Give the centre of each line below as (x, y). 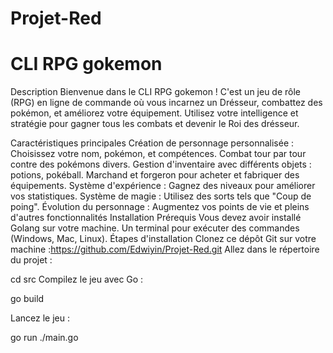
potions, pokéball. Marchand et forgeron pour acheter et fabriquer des (155, 175)
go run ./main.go (44, 338)
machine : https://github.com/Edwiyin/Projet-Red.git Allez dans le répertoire (165, 249)
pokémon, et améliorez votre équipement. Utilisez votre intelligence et (154, 113)
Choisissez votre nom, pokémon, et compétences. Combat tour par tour (158, 154)
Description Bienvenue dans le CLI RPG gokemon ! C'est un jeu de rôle (156, 92)
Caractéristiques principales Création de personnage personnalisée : (152, 143)
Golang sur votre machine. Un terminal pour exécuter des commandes (155, 228)
